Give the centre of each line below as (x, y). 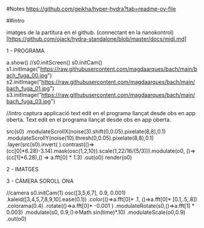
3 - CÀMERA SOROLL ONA (40, 181)
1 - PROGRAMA (26, 51)
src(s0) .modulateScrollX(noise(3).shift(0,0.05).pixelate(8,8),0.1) (86, 131)
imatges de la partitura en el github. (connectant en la (74, 32)
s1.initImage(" (23, 69)
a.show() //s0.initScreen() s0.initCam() (54, 62)
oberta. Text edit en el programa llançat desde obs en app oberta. (89, 119)
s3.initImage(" (24, 95)
